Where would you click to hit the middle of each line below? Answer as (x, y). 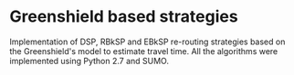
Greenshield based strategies (124, 17)
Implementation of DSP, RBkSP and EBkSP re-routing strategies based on (147, 42)
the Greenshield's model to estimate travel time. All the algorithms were (144, 51)
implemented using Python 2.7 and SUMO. (89, 61)
